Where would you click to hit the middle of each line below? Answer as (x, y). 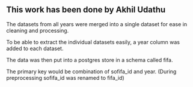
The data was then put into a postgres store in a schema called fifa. (90, 60)
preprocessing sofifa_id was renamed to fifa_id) (65, 77)
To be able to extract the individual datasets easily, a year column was (93, 42)
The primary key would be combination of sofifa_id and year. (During (91, 72)
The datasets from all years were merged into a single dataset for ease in (97, 24)
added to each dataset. (35, 48)
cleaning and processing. (38, 30)
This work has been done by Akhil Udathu (86, 10)
